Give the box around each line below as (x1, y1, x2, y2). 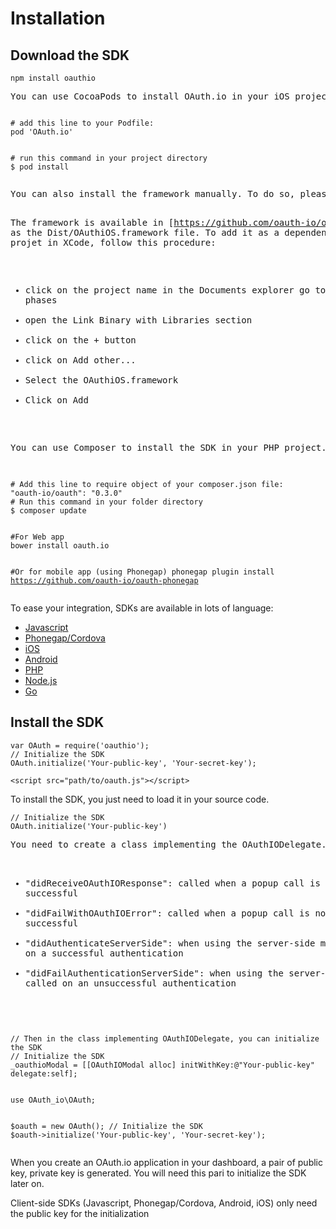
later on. (10, 1177, 45, 1189)
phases (24, 295, 58, 306)
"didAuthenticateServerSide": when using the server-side (24, 937, 316, 949)
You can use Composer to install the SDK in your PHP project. (10, 442, 327, 453)
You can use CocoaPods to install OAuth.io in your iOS (10, 91, 290, 102)
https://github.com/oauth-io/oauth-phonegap (10, 576, 199, 586)
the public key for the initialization (10, 1207, 150, 1219)
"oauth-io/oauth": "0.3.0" (10, 488, 123, 498)
